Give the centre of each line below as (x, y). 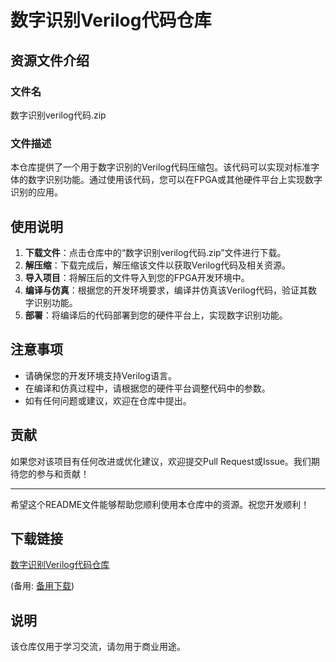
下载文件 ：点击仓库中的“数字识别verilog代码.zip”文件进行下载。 (155, 252)
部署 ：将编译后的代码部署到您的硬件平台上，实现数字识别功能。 (156, 315)
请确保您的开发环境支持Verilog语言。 (101, 375)
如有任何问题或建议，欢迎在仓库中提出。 (108, 400)
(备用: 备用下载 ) (42, 586)
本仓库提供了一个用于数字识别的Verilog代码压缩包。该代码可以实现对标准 (161, 167)
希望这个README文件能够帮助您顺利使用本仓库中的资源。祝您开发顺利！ (160, 504)
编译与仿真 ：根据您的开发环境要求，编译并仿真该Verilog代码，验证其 (166, 290)
